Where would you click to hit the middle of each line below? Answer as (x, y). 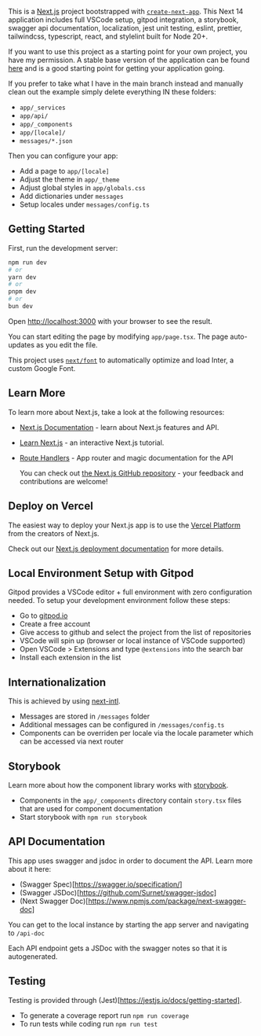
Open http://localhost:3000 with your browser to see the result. (111, 321)
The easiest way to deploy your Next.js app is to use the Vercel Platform (125, 525)
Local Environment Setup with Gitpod (101, 573)
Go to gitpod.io (43, 615)
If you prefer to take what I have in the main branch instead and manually (126, 83)
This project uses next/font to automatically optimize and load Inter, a (121, 360)
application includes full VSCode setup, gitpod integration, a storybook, (123, 20)
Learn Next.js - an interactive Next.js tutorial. (92, 443)
